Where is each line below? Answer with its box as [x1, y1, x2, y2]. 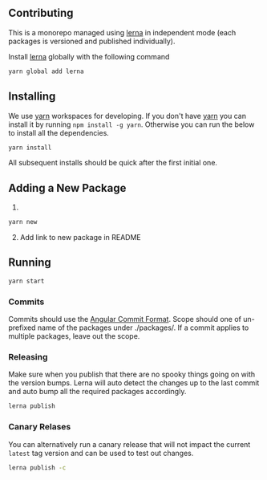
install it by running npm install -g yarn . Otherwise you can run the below [8, 120, 255, 129]
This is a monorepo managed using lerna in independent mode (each [8, 27, 237, 37]
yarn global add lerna [8, 67, 84, 75]
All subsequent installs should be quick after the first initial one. [8, 158, 218, 168]
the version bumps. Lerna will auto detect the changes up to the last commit [8, 378, 260, 388]
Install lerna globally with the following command [8, 51, 170, 61]
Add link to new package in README [19, 233, 142, 242]
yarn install [8, 144, 52, 152]
